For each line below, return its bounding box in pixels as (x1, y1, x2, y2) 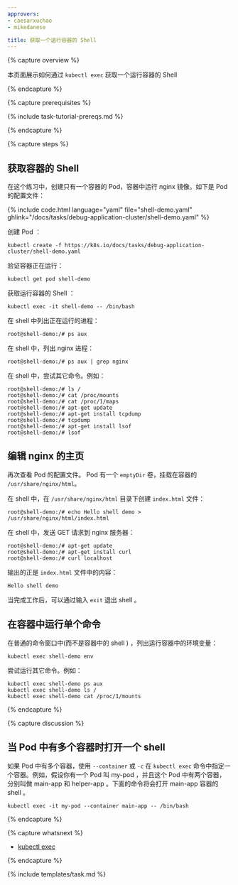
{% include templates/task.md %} (7, 869, 107, 878)
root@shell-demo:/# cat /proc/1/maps (7, 398, 119, 406)
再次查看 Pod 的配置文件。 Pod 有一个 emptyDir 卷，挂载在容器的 (7, 470, 198, 479)
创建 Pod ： (7, 228, 41, 237)
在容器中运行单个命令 (7, 619, 101, 631)
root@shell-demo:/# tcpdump (7, 417, 91, 424)
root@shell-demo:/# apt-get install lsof (7, 423, 132, 430)
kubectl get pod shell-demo (7, 276, 91, 283)
